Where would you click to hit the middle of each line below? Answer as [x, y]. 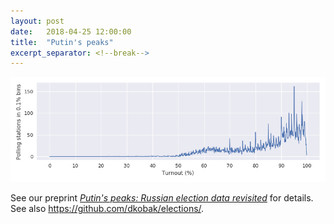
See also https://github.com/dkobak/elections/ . [107, 209]
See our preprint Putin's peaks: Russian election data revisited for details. [162, 198]
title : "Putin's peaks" [62, 42]
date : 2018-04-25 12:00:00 [71, 31]
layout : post [37, 21]
